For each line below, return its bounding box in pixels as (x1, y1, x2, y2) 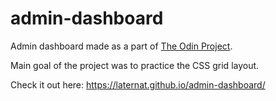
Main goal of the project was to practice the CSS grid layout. (10, 59, 260, 71)
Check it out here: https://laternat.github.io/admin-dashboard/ (10, 78, 266, 91)
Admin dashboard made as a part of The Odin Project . (10, 40, 233, 52)
